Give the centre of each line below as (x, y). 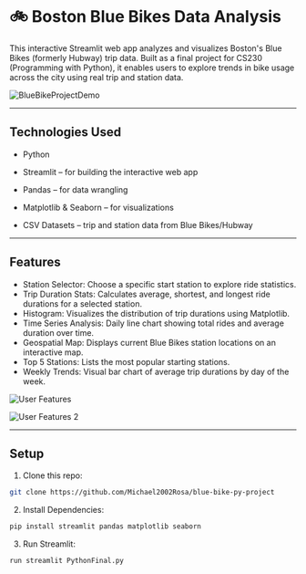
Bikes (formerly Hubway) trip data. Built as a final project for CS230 (136, 57)
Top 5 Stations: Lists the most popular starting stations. (126, 361)
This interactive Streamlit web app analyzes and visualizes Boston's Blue (146, 48)
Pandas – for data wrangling (75, 189)
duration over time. (58, 332)
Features (35, 262)
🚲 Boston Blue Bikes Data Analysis (146, 17)
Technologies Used (65, 132)
